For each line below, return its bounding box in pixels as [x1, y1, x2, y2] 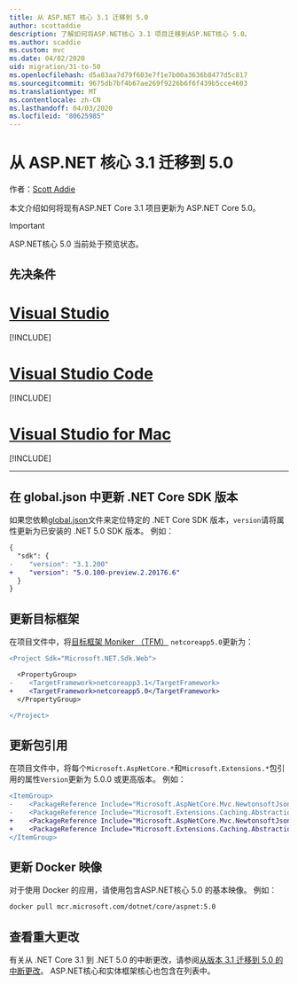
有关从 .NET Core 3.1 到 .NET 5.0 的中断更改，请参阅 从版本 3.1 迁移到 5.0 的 [9, 954, 284, 964]
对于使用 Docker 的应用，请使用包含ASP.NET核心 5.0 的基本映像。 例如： [9, 885, 278, 895]
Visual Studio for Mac [9, 424, 171, 444]
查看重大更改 [9, 929, 80, 944]
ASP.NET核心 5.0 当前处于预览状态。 [9, 238, 144, 249]
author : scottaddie [9, 21, 82, 30]
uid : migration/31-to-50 [9, 63, 101, 72]
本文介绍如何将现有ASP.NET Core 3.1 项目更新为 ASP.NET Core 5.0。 [9, 203, 261, 214]
